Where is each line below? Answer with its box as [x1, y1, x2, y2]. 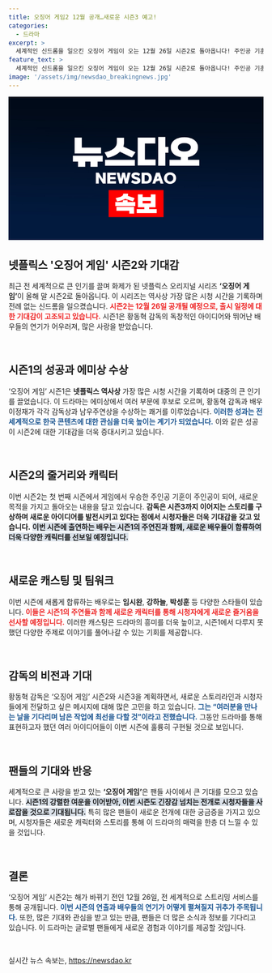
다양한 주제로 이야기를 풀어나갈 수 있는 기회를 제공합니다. [23, 627, 203, 637]
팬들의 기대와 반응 [8, 764, 92, 778]
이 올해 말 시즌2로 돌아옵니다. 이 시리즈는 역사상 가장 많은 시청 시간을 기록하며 [17, 292, 263, 301]
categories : [8, 21, 49, 30]
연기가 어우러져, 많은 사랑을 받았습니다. [29, 322, 154, 331]
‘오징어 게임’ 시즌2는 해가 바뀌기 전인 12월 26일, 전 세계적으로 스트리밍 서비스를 [8, 892, 259, 902]
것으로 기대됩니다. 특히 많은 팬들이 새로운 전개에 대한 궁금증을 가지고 [29, 807, 245, 817]
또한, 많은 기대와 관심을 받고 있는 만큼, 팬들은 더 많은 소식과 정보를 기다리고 [19, 912, 257, 922]
